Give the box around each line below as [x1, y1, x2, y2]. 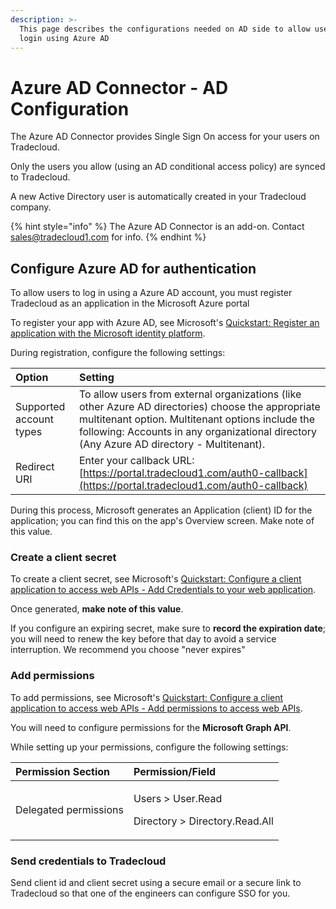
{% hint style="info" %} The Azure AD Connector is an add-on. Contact [10, 221, 305, 233]
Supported [15, 400, 66, 414]
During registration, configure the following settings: [10, 347, 226, 359]
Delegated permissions [15, 802, 124, 816]
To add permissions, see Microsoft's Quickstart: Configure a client [10, 691, 284, 703]
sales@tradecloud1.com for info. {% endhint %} [10, 231, 207, 243]
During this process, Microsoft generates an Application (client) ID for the [10, 504, 313, 516]
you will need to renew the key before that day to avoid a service [10, 633, 277, 645]
